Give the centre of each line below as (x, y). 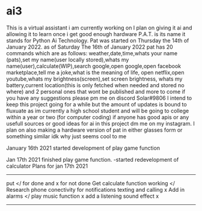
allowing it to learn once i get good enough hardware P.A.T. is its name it (96, 34)
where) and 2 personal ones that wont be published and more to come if (96, 91)
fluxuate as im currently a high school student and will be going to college (98, 111)
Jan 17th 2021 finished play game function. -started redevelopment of (93, 159)
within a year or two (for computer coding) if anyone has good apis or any (98, 117)
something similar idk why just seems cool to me (66, 136)
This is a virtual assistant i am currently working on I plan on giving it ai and (99, 28)
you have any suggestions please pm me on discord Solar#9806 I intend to (99, 98)
